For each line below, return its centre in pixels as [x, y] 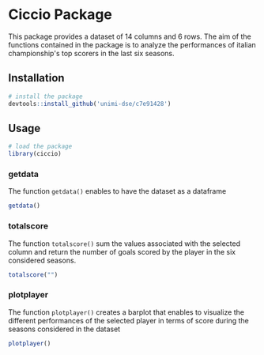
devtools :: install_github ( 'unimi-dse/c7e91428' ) [90, 104]
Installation [36, 78]
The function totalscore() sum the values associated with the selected [124, 244]
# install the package [45, 96]
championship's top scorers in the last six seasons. [92, 53]
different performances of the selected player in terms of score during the [128, 320]
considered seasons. [42, 260]
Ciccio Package [60, 15]
